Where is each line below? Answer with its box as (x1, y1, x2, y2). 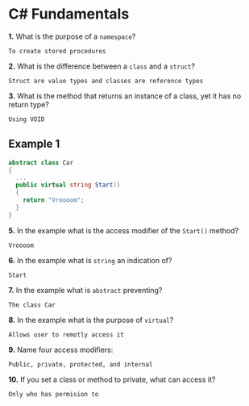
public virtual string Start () (15, 181, 121, 190)
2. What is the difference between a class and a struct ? (8, 61, 196, 71)
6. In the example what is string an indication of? (8, 255, 172, 265)
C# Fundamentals (8, 5, 130, 23)
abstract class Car (8, 158, 74, 166)
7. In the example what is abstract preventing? (8, 285, 163, 295)
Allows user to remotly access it (8, 330, 125, 339)
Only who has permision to (8, 390, 99, 398)
